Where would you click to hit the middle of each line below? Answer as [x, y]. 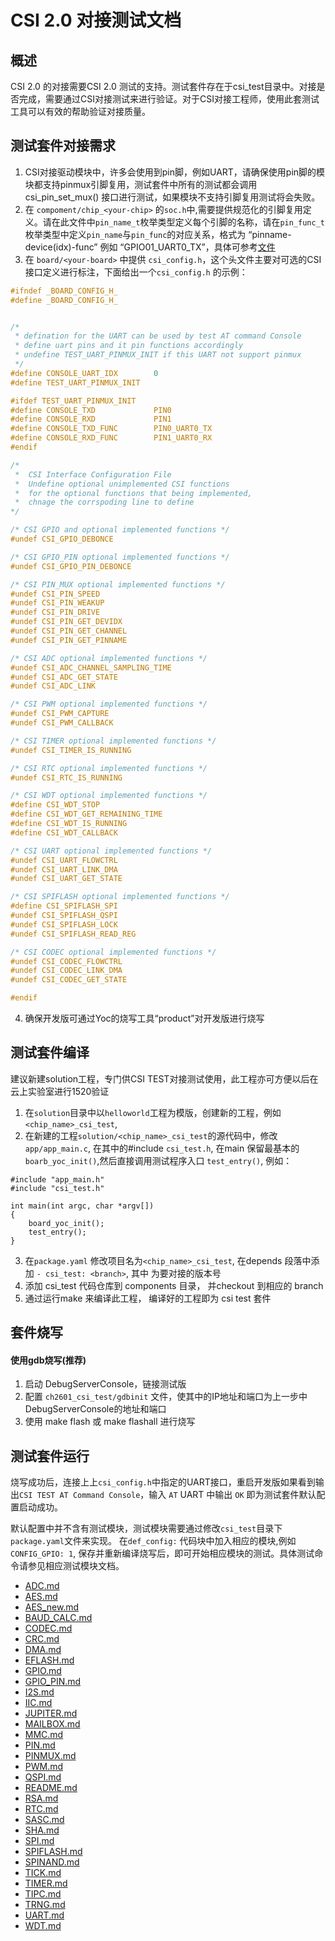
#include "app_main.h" [57, 1179]
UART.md [44, 1915]
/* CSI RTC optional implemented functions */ [109, 768]
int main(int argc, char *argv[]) [82, 1206]
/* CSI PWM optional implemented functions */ [109, 704]
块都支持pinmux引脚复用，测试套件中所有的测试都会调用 [141, 184]
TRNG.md [45, 1905]
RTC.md [41, 1809]
